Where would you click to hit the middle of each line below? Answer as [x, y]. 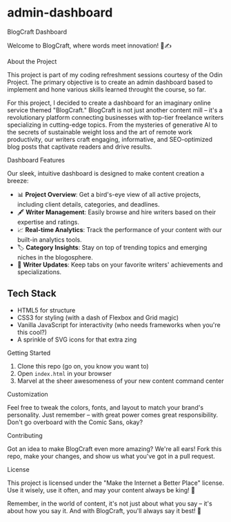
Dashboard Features [36, 160]
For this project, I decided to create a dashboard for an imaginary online [109, 103]
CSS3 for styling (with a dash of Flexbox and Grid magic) [98, 317]
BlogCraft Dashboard [37, 32]
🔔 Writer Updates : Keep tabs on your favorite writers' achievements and [120, 264]
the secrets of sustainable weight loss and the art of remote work [100, 132]
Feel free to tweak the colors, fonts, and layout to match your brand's [106, 407]
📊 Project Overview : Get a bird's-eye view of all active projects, [109, 194]
